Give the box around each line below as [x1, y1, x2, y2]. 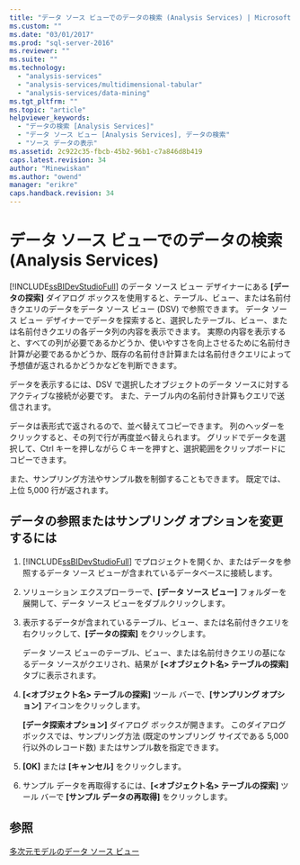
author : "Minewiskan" [9, 164, 91, 173]
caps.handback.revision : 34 [9, 189, 115, 198]
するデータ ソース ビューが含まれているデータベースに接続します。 [30, 567, 278, 578]
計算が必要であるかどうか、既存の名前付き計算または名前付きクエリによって [9, 348, 292, 359]
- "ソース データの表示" [17, 139, 98, 148]
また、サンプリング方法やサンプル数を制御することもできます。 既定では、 [9, 473, 286, 484]
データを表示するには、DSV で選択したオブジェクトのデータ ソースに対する [9, 379, 289, 390]
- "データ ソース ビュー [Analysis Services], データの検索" [17, 131, 231, 140]
